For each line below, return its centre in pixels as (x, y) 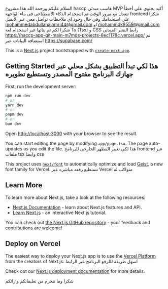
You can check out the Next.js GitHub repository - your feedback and (78, 222)
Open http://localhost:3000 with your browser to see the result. (72, 133)
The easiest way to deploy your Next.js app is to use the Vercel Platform (81, 256)
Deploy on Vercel (33, 244)
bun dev (13, 124)
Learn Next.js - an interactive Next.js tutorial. (59, 213)
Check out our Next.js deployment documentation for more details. (75, 271)
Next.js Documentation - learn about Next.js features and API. (77, 207)
